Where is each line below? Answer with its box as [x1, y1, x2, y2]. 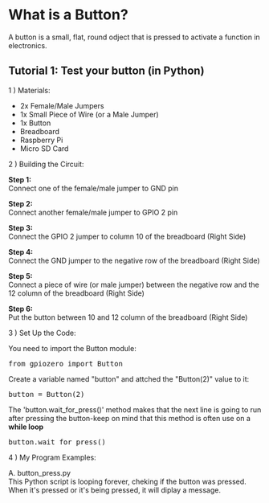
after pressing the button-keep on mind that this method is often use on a [8, 413, 251, 423]
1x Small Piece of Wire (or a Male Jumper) [19, 109, 159, 119]
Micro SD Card [19, 143, 69, 153]
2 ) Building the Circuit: [8, 159, 84, 169]
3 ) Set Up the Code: [8, 328, 76, 337]
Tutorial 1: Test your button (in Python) [8, 64, 205, 78]
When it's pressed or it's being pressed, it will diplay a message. [8, 485, 221, 495]
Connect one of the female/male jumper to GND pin [8, 183, 179, 193]
